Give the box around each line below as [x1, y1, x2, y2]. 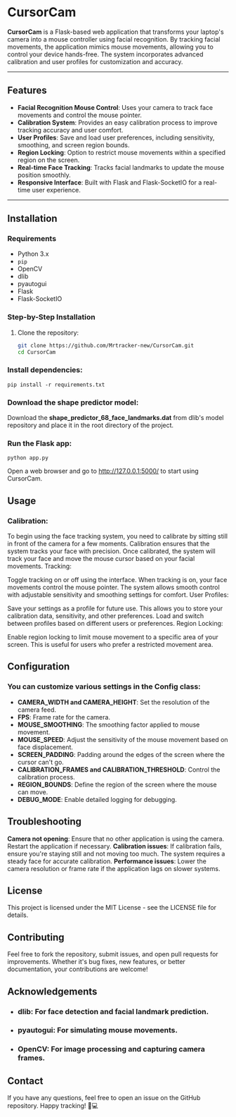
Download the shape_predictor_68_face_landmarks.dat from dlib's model [7, 414, 224, 422]
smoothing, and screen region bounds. [17, 140, 130, 149]
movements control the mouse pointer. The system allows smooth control [7, 583, 220, 592]
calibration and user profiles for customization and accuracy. [7, 57, 183, 66]
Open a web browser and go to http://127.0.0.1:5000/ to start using [7, 467, 199, 476]
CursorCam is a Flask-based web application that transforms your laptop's [7, 27, 224, 36]
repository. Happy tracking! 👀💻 [7, 1101, 98, 1110]
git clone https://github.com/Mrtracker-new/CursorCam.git [17, 342, 195, 349]
